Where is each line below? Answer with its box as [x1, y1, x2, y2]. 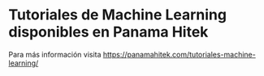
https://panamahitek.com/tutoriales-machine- [102, 49, 256, 59]
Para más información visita [8, 49, 102, 59]
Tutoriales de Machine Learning [8, 6, 227, 24]
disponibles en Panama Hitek [8, 23, 209, 41]
